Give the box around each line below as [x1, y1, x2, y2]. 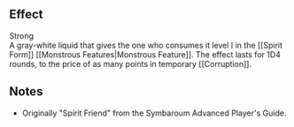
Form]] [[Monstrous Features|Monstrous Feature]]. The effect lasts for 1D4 [9, 49, 282, 60]
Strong [9, 30, 34, 41]
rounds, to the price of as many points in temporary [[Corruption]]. [9, 58, 252, 69]
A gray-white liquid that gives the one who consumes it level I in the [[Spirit [9, 40, 283, 50]
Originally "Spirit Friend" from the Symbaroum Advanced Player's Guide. [21, 108, 287, 118]
